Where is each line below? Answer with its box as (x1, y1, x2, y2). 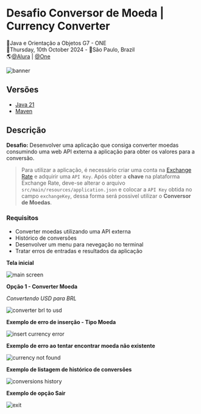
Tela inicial (6, 259, 35, 266)
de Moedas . (21, 199, 52, 206)
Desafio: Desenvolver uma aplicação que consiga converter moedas (6, 141, 179, 149)
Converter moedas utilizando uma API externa (15, 227, 131, 235)
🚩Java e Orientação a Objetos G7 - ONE (6, 39, 107, 46)
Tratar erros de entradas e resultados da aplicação (15, 247, 143, 254)
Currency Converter (6, 19, 110, 33)
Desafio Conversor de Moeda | (6, 6, 164, 20)
